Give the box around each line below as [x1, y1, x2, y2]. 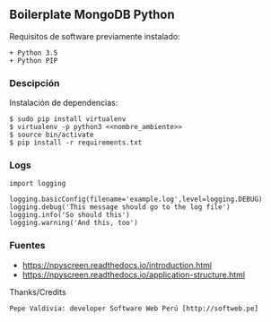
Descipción [9, 76, 60, 89]
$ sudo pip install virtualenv [9, 115, 127, 124]
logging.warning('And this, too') [9, 219, 139, 228]
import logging [9, 179, 66, 188]
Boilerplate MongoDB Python [9, 7, 175, 22]
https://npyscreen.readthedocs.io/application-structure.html [22, 269, 246, 280]
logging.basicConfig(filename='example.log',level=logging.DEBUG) [9, 195, 263, 205]
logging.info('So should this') [9, 211, 130, 220]
